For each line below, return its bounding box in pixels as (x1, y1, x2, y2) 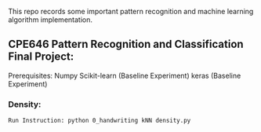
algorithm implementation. (8, 15, 92, 24)
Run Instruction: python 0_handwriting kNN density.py (8, 117, 191, 125)
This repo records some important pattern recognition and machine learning (8, 7, 254, 16)
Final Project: (8, 50, 74, 64)
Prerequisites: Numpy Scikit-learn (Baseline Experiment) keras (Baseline (8, 71, 241, 80)
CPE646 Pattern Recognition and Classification (8, 38, 245, 51)
